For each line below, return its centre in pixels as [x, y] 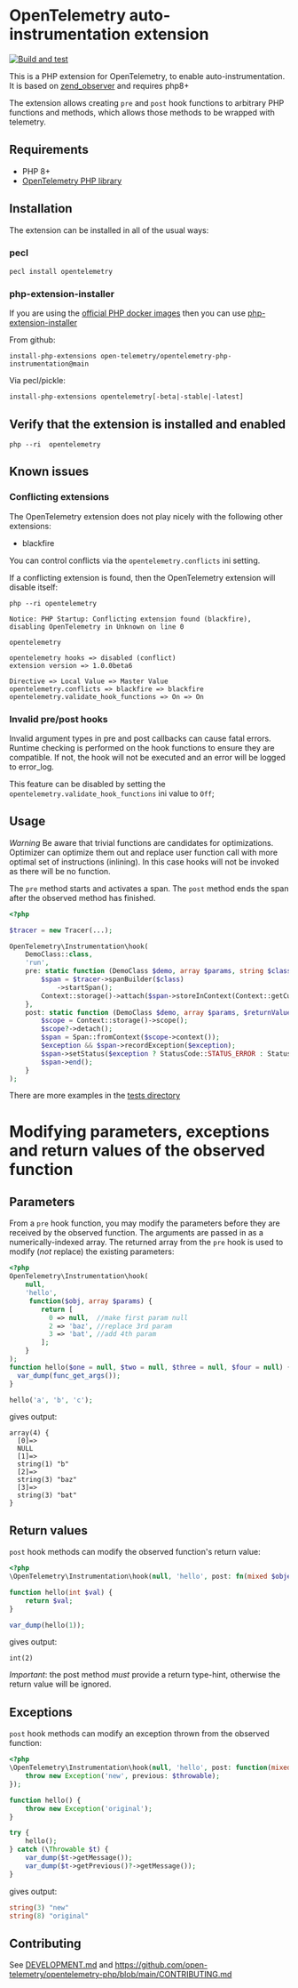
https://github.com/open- [161, 1965]
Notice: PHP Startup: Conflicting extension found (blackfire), [130, 619]
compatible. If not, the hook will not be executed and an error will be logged [148, 757]
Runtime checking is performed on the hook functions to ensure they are [142, 747]
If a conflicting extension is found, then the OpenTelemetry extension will [142, 577]
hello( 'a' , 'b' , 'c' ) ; [51, 1400]
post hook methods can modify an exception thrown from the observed [140, 1734]
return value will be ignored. [60, 1684]
